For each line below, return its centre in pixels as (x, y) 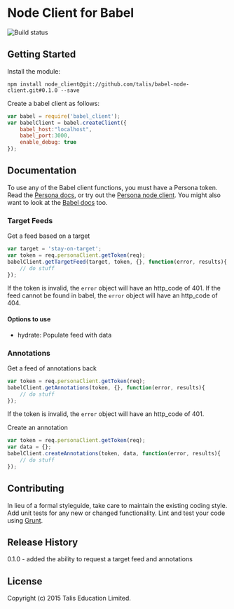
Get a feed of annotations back (52, 368)
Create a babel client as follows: (54, 103)
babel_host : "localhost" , (56, 129)
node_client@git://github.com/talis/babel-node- (117, 84)
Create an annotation (37, 428)
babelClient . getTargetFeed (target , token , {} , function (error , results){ (117, 262)
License (25, 581)
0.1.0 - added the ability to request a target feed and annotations (100, 559)
